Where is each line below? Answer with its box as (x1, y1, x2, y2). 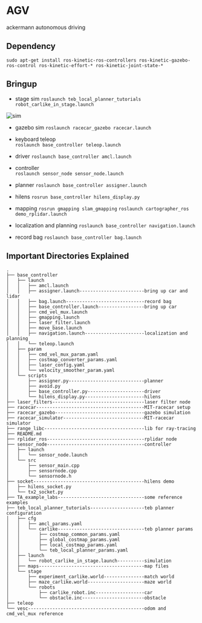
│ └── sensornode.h (6, 473, 71, 480)
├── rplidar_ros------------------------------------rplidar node (6, 436, 177, 442)
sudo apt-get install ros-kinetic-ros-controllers (6, 57, 137, 64)
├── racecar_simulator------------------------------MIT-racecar (6, 415, 174, 421)
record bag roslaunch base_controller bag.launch (15, 233, 142, 241)
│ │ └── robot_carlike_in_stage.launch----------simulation (6, 558, 172, 564)
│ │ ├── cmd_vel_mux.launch (6, 309, 88, 315)
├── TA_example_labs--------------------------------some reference (6, 494, 183, 501)
